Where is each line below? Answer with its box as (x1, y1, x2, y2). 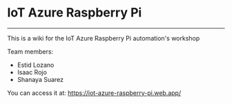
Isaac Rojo (17, 67, 47, 76)
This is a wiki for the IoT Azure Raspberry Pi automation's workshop (7, 34, 200, 42)
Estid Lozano (17, 61, 55, 69)
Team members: (7, 47, 54, 56)
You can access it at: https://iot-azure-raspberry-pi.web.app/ (7, 88, 182, 97)
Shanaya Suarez (17, 75, 64, 83)
